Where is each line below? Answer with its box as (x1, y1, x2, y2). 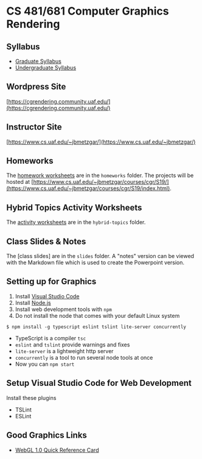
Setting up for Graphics (6, 276, 97, 287)
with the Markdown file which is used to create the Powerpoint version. (6, 259, 184, 266)
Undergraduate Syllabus (15, 64, 77, 71)
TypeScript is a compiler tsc (15, 334, 86, 342)
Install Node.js (15, 299, 51, 306)
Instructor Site (6, 122, 62, 132)
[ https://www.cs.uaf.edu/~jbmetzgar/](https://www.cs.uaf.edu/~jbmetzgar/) (6, 138, 196, 145)
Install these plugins (6, 394, 57, 401)
